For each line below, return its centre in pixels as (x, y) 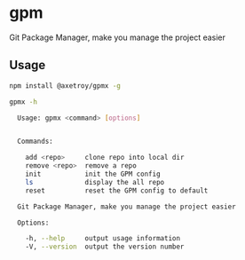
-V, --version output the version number (105, 247)
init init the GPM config (93, 174)
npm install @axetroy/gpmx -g (65, 86)
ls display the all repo (95, 182)
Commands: (35, 142)
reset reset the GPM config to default (117, 190)
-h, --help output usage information (103, 239)
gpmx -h (24, 102)
